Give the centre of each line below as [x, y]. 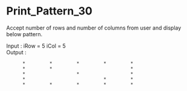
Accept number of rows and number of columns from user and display [94, 28]
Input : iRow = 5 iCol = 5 [36, 46]
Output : [16, 52]
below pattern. [24, 34]
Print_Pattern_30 [49, 11]
